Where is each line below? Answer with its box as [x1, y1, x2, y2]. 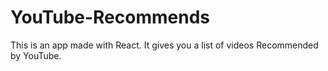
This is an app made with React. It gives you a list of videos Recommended [10, 39, 319, 51]
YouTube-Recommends [10, 6, 210, 29]
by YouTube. [10, 49, 62, 61]
